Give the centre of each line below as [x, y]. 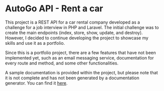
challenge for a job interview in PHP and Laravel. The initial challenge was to [82, 27]
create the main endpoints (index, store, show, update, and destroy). [74, 32]
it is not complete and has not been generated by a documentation [72, 78]
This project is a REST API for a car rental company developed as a [73, 22]
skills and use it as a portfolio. [35, 43]
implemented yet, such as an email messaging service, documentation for [80, 58]
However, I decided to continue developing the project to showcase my [77, 38]
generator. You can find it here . [36, 83]
